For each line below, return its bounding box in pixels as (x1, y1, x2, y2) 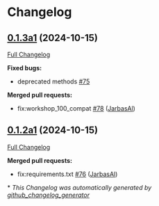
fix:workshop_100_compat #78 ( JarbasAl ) (17, 104, 135, 112)
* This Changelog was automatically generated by (7, 183, 152, 191)
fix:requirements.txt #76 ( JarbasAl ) (17, 170, 118, 178)
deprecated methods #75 (17, 77, 90, 86)
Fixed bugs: (7, 64, 42, 72)
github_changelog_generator (7, 191, 90, 199)
